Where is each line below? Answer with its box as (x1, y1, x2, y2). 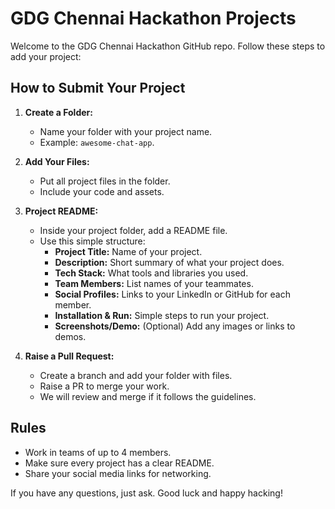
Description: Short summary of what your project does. (54, 256, 285, 268)
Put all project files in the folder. (39, 175, 171, 187)
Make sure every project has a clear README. (24, 457, 215, 469)
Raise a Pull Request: (24, 350, 115, 362)
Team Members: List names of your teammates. (54, 277, 254, 289)
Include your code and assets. (39, 185, 165, 197)
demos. (54, 330, 87, 342)
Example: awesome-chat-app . (39, 136, 155, 148)
